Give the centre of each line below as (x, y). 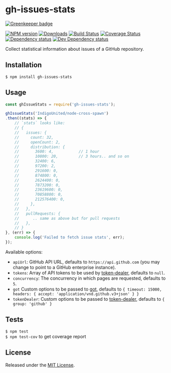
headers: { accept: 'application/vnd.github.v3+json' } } (76, 294)
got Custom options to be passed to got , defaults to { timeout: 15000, (87, 289)
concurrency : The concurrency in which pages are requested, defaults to (89, 278)
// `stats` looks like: (40, 123)
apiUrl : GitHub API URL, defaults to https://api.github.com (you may (86, 262)
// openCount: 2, (37, 142)
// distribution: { (40, 147)
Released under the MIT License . (40, 365)
